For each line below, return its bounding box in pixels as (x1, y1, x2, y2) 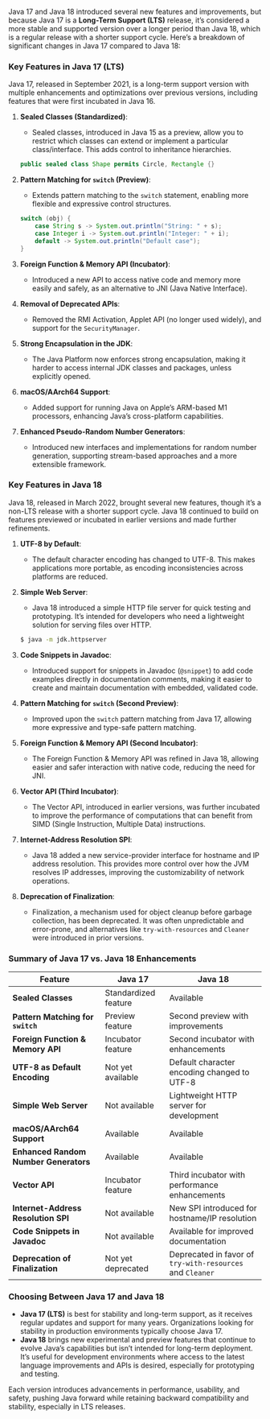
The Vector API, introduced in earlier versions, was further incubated (31, 802, 260, 811)
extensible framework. (31, 459, 107, 469)
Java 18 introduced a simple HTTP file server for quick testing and (31, 603, 252, 613)
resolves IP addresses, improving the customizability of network (31, 867, 245, 877)
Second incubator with (169, 1033, 255, 1045)
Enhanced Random (12, 1146, 87, 1157)
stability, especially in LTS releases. (8, 1402, 126, 1412)
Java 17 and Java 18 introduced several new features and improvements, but (8, 7, 262, 16)
